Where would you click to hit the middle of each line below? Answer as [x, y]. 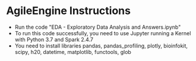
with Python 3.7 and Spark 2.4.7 [54, 39]
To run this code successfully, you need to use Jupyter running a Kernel [103, 33]
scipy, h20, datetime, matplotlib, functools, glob [73, 52]
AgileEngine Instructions [68, 11]
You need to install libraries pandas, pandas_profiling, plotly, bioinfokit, [101, 46]
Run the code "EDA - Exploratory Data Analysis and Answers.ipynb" [98, 27]
